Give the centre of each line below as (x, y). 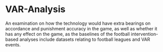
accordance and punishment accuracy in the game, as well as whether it (81, 28)
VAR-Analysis (35, 9)
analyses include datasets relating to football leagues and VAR (85, 39)
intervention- (144, 34)
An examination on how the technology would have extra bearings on (78, 23)
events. (13, 44)
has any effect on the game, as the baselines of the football (67, 34)
